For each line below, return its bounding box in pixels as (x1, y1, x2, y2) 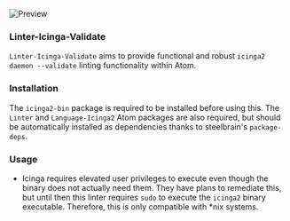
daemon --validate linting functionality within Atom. (9, 60, 197, 71)
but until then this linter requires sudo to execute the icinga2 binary (21, 192, 266, 202)
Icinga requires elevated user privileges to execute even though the (21, 173, 269, 184)
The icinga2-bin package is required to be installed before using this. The (9, 102, 280, 113)
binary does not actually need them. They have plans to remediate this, (21, 182, 282, 193)
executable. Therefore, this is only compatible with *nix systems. (21, 201, 259, 212)
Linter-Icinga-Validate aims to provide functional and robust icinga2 (9, 51, 266, 61)
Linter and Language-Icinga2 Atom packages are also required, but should (9, 112, 281, 122)
